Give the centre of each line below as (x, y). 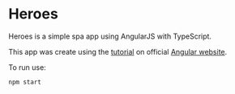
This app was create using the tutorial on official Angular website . (118, 51)
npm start (25, 82)
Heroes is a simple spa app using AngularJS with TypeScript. (110, 36)
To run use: (27, 67)
